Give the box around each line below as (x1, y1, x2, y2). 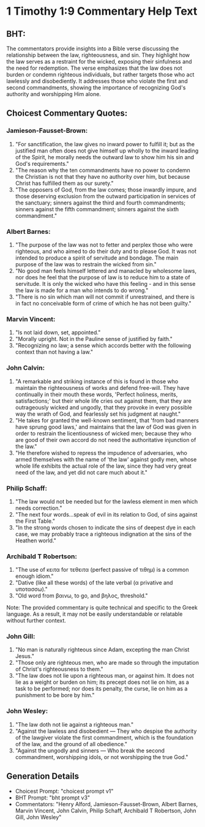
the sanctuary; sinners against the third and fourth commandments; (15, 199, 185, 206)
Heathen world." (15, 537, 57, 544)
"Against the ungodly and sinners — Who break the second (15, 747, 165, 754)
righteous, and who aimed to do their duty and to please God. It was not (15, 247, 197, 255)
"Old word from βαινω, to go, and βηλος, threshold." (15, 592, 148, 599)
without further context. (6, 617, 66, 624)
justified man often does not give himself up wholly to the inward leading (15, 147, 199, 154)
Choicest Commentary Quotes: (6, 108, 128, 119)
